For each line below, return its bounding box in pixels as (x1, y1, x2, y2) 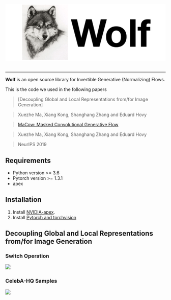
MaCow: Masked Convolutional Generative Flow (17, 122, 119, 128)
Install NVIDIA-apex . (12, 209, 55, 215)
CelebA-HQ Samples (5, 278, 58, 285)
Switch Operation (5, 252, 49, 260)
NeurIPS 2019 (17, 142, 47, 148)
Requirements (5, 156, 51, 165)
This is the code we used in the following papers (5, 86, 107, 93)
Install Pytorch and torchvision (12, 214, 76, 220)
